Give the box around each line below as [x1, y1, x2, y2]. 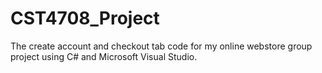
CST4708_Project [10, 7, 160, 30]
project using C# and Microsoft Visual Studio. [10, 50, 198, 62]
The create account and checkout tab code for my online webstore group [10, 40, 313, 52]
